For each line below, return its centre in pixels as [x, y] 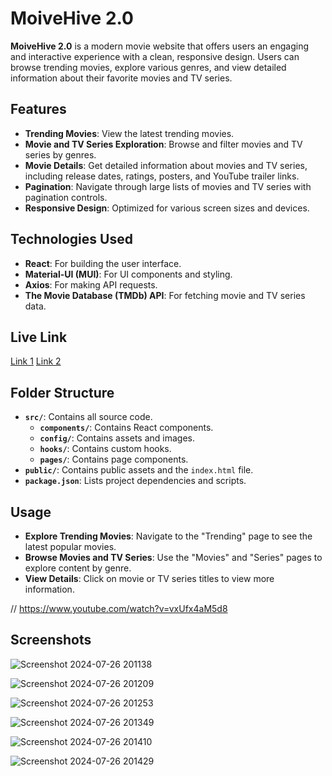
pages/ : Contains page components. [114, 459]
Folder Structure [62, 392]
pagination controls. [66, 197]
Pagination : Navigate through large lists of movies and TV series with [168, 186]
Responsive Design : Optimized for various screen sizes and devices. [167, 208]
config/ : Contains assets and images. [117, 438]
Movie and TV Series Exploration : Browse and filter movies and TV [163, 144]
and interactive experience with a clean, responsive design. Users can [155, 56]
